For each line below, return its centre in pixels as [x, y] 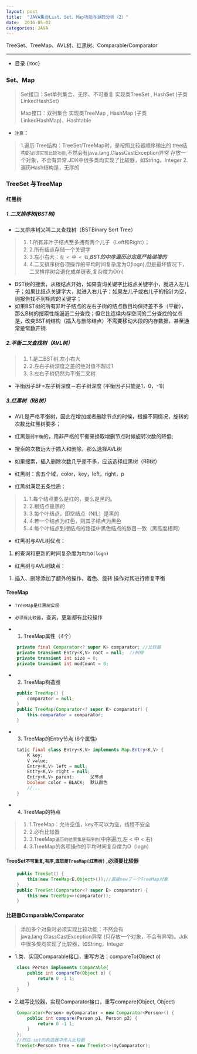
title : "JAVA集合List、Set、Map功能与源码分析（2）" [67, 17]
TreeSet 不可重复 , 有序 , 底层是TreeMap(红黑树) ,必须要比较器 [72, 861]
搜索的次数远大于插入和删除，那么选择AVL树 [68, 448]
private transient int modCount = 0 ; [63, 664]
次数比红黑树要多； [38, 424]
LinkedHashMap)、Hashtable [56, 120]
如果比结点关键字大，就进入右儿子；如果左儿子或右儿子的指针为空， [107, 291]
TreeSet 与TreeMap [34, 184]
